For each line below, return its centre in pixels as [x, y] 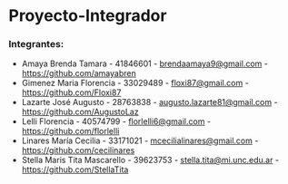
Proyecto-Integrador [88, 16]
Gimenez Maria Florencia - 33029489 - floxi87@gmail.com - [135, 83]
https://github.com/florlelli [70, 131]
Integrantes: [36, 44]
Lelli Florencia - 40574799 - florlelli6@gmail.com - [116, 121]
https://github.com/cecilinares [78, 150]
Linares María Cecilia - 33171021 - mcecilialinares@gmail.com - [140, 140]
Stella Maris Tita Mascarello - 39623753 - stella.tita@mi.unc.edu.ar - [150, 160]
